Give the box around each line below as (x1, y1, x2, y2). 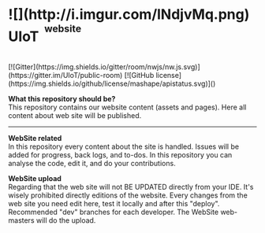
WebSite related (8, 134, 62, 143)
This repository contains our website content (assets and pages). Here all (8, 102, 247, 112)
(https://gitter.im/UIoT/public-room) (8, 71, 123, 80)
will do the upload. (35, 216, 96, 225)
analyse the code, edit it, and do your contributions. (8, 159, 176, 168)
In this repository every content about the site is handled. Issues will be (8, 142, 239, 151)
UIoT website (8, 22, 82, 46)
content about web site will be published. (8, 111, 142, 120)
